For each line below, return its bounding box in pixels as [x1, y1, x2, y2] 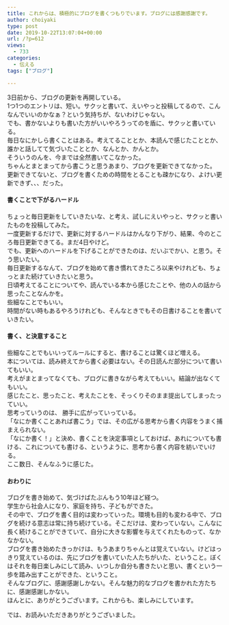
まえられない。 [7, 426, 49, 434]
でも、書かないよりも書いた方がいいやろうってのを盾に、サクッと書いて [7, 119, 210, 127]
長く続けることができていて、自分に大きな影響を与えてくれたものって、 [7, 528, 210, 536]
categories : [7, 55, 41, 62]
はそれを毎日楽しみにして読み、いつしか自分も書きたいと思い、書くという [7, 562, 217, 570]
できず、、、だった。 [12, 179, 67, 187]
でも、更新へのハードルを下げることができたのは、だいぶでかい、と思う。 [7, 246, 217, 254]
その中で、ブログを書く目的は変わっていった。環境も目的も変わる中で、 [7, 511, 211, 519]
